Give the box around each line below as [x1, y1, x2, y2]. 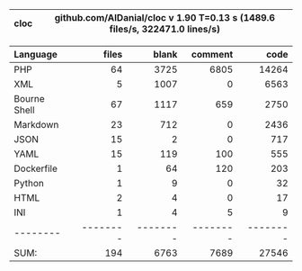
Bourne [13, 93, 45, 104]
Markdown [13, 119, 59, 131]
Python [13, 177, 45, 189]
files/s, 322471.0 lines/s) [109, 23, 220, 35]
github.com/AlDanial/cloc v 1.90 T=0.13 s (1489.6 [54, 12, 276, 23]
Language [13, 49, 58, 60]
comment [191, 49, 234, 60]
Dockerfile [13, 162, 58, 175]
